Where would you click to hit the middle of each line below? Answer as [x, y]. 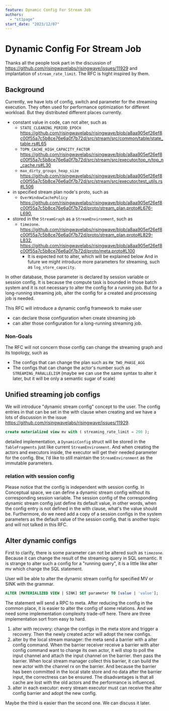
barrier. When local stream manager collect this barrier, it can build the [86, 661]
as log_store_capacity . [52, 267]
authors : [14, 15]
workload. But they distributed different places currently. [64, 112]
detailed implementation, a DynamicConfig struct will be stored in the [75, 441]
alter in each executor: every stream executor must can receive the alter [87, 688]
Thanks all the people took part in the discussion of [58, 63]
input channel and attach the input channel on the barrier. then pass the [87, 655]
